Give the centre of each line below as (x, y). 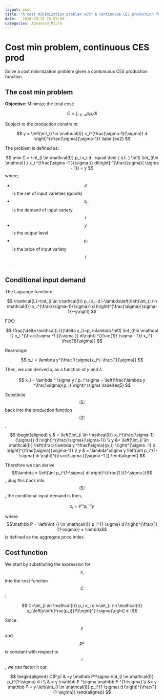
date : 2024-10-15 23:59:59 (35, 19)
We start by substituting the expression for (48, 564)
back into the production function (39, 410)
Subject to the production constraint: (42, 124)
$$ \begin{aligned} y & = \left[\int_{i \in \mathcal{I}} (61, 435)
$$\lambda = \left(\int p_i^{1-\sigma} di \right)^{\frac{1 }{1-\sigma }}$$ (82, 473)
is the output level (30, 233)
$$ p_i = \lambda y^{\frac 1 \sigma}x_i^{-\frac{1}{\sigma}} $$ (82, 360)
